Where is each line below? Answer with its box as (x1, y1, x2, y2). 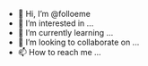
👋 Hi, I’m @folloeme (17, 9, 91, 19)
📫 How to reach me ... (17, 47, 101, 57)
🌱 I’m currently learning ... (17, 28, 114, 37)
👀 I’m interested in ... (17, 18, 94, 29)
